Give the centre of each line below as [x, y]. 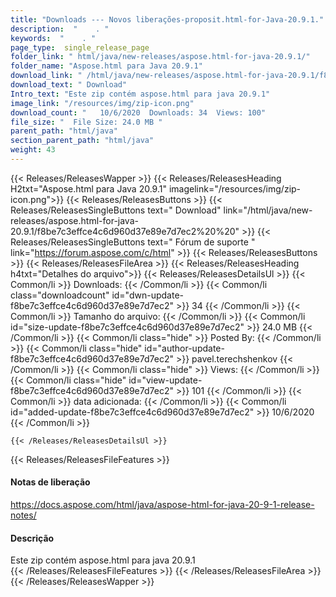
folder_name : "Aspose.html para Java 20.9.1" [106, 66]
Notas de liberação [50, 482]
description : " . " [60, 29]
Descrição [32, 538]
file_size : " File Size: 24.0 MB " [86, 122]
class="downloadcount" [60, 295]
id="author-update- [184, 348]
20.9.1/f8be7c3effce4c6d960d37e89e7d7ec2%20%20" [125, 231]
